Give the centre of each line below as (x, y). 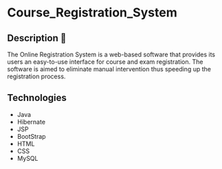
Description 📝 (37, 38)
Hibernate (31, 122)
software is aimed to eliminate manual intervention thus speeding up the (109, 69)
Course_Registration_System (92, 13)
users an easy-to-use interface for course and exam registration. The (105, 62)
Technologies (37, 98)
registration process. (36, 76)
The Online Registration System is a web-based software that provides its (111, 54)
